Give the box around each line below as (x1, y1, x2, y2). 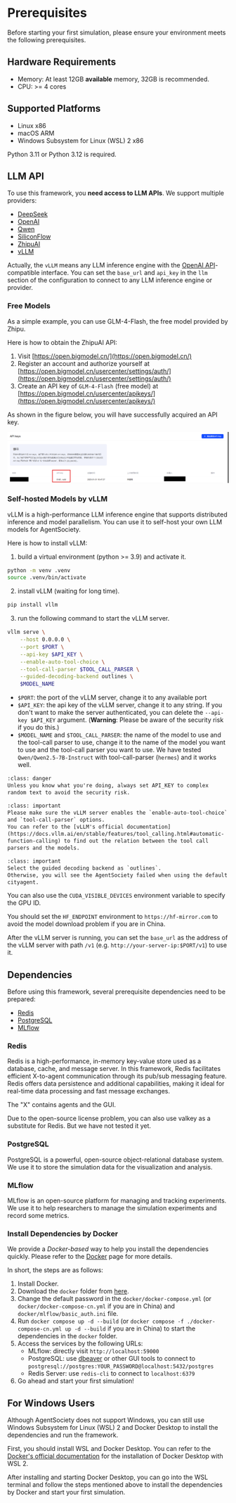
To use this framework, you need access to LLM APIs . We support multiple (7, 189, 225, 198)
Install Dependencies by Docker (7, 1229, 118, 1238)
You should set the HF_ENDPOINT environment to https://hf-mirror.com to (7, 913, 218, 921)
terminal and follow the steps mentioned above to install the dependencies (7, 1480, 223, 1489)
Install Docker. (17, 1279, 59, 1288)
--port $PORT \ (20, 643, 65, 650)
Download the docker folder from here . (17, 1287, 129, 1295)
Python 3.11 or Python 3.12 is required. (7, 150, 117, 158)
